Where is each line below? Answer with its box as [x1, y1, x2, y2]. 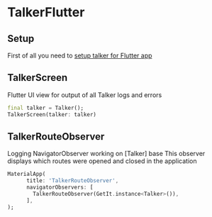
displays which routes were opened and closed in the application [7, 157, 197, 165]
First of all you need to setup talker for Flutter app [7, 51, 152, 60]
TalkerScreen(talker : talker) [7, 111, 97, 118]
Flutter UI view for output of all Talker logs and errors [7, 90, 162, 99]
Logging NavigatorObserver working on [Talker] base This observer [7, 150, 206, 158]
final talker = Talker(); [7, 104, 84, 111]
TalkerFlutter [7, 4, 85, 21]
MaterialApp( [7, 171, 46, 178]
